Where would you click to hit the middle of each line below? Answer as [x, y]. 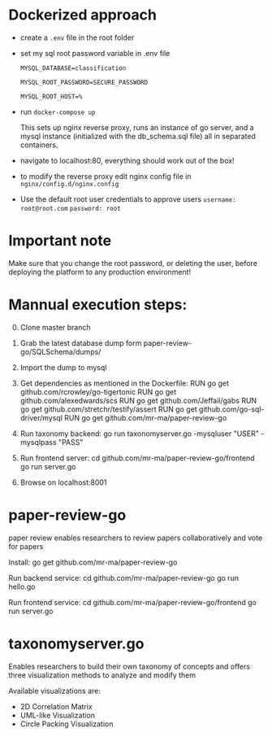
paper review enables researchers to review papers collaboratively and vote [136, 538]
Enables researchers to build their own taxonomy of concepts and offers [129, 666]
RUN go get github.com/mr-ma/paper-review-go [145, 417]
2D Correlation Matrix [56, 706]
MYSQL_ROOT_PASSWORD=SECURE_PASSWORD [84, 82]
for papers [26, 546]
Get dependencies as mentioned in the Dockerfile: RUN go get [125, 383]
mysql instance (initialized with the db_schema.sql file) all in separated [138, 136]
